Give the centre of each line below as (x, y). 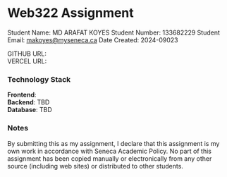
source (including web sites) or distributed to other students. (95, 166)
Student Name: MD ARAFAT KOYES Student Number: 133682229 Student (114, 32)
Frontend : (22, 95)
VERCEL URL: (27, 61)
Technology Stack (39, 79)
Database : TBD (30, 110)
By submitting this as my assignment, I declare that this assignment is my (114, 143)
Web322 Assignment (70, 13)
